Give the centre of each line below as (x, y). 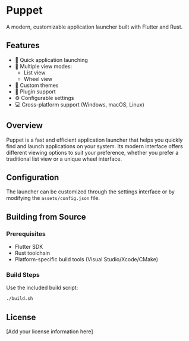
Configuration (33, 177)
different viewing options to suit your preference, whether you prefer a (92, 152)
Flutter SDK (29, 247)
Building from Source (46, 217)
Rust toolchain (32, 253)
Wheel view (38, 79)
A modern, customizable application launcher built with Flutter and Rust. (94, 27)
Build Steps (23, 274)
